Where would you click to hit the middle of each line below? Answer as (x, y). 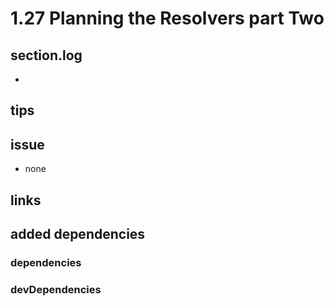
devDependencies (56, 289)
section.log (46, 55)
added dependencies (78, 233)
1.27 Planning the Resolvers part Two (167, 18)
